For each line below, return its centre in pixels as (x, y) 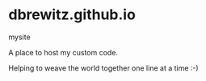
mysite (19, 37)
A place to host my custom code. (63, 52)
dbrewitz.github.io (72, 15)
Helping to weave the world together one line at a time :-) (104, 68)
